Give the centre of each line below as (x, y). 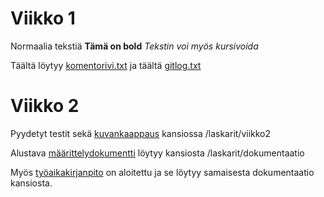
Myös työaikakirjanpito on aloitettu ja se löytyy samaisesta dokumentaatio (162, 172)
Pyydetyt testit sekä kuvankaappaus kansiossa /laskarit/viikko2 (141, 133)
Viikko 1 (43, 18)
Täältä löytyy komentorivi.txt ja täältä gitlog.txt (106, 65)
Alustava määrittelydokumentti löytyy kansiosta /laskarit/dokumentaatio (157, 153)
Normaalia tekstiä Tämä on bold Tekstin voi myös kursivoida (134, 46)
